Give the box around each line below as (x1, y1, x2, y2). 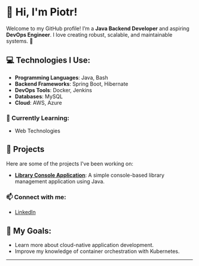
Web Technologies (14, 127, 60, 135)
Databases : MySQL (14, 93, 63, 100)
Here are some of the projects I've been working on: (6, 160, 134, 167)
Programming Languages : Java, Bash (14, 74, 108, 81)
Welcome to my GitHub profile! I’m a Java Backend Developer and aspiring (6, 25, 190, 32)
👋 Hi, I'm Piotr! (6, 5, 78, 19)
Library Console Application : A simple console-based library (14, 171, 165, 179)
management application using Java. (14, 177, 105, 185)
